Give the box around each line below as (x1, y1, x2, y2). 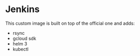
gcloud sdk (12, 35, 37, 41)
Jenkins (5, 4, 40, 15)
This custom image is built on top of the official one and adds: (5, 20, 135, 26)
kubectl (12, 46, 29, 52)
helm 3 (12, 40, 27, 46)
